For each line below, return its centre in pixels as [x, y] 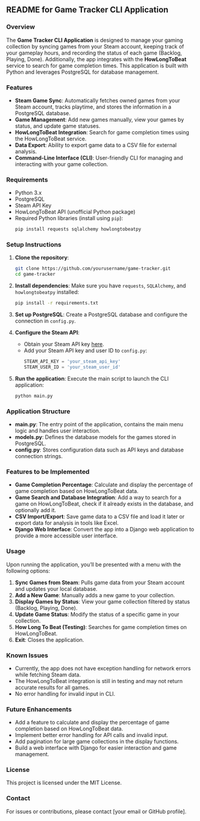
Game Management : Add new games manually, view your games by [99, 119]
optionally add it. [35, 510]
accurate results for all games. [52, 687]
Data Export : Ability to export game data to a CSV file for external [96, 145]
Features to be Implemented [48, 471]
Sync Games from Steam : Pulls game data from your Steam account [100, 582]
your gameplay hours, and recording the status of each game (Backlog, [94, 53]
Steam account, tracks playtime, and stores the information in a [93, 107]
